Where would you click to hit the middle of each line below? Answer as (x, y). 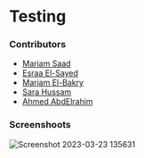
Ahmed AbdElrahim (57, 102)
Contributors (38, 45)
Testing (38, 17)
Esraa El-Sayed (50, 73)
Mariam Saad (46, 63)
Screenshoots (40, 125)
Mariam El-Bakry (53, 83)
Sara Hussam (47, 92)
